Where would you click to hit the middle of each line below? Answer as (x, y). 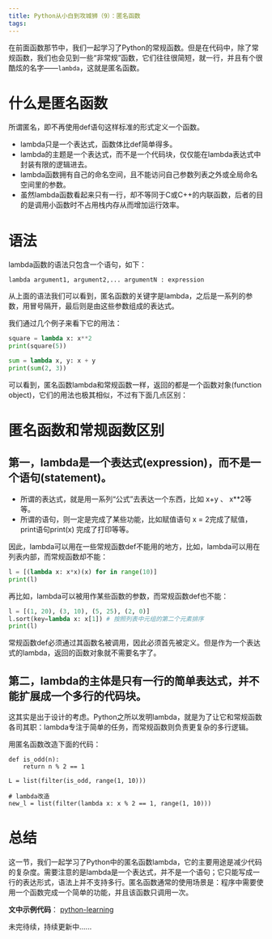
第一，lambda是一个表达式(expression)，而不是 (130, 463)
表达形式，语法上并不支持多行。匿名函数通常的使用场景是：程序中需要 (139, 882)
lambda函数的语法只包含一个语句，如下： (78, 264)
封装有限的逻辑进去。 (55, 165)
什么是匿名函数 (58, 103)
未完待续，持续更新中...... (50, 926)
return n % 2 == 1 (54, 767)
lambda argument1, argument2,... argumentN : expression (106, 280)
